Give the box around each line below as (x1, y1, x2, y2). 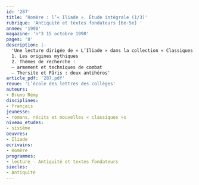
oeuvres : (6, 131, 28, 137)
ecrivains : (6, 141, 33, 148)
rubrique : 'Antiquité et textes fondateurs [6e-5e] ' (6, 20, 143, 26)
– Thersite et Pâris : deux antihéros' (11, 70, 111, 76)
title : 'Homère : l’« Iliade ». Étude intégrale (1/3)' (6, 14, 148, 20)
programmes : (6, 153, 36, 159)
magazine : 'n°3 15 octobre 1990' (6, 31, 89, 37)
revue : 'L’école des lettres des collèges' (6, 81, 116, 87)
